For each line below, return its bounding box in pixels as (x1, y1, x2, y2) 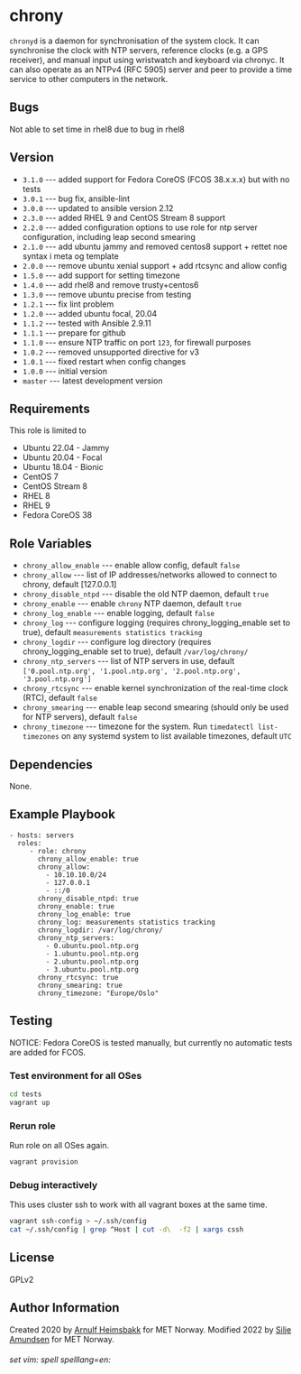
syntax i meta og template (22, 250, 119, 262)
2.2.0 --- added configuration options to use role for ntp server (22, 222, 259, 233)
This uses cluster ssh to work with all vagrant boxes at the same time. (9, 1199, 268, 1210)
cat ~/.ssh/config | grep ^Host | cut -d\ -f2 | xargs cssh (9, 1225, 244, 1234)
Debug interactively (9, 1178, 98, 1191)
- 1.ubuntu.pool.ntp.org (45, 949, 140, 958)
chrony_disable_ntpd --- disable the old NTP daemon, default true (22, 588, 269, 600)
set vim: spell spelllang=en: (9, 1354, 111, 1365)
